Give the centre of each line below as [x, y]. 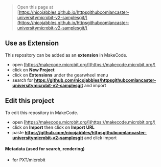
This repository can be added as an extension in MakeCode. [66, 55]
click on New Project [33, 70]
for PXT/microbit [29, 160]
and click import [100, 138]
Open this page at [35, 7]
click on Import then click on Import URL [53, 127]
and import [95, 85]
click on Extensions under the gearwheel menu [60, 75]
